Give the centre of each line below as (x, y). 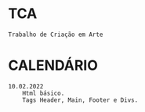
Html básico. (43, 93)
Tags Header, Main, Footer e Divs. (80, 100)
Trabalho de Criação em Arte (56, 34)
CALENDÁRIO (53, 65)
